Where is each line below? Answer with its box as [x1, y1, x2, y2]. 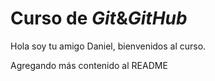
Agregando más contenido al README [10, 59, 168, 71]
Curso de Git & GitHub [10, 7, 188, 30]
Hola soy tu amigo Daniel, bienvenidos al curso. [10, 40, 207, 52]
